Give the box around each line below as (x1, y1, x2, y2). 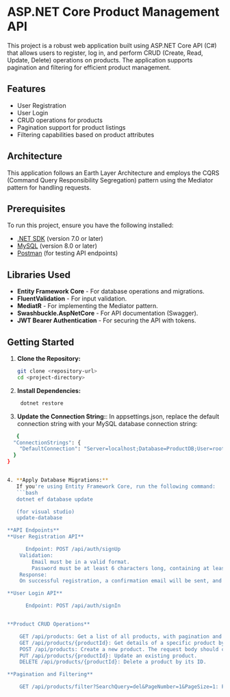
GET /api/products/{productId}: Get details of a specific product (19, 639, 216, 646)
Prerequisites (7, 203, 66, 215)
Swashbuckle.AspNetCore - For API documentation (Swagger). (16, 309, 199, 318)
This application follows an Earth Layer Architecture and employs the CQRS (7, 169, 220, 177)
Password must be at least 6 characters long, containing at (31, 565, 210, 571)
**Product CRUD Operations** (7, 621, 90, 628)
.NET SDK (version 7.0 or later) (16, 235, 104, 243)
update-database (16, 515, 63, 521)
